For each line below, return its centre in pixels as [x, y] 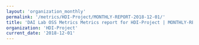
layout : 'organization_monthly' [46, 11]
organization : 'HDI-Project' [42, 28]
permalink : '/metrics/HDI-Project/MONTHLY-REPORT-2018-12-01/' [86, 17]
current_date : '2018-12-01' [41, 33]
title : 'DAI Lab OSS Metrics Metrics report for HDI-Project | [86, 22]
